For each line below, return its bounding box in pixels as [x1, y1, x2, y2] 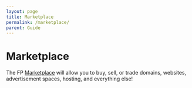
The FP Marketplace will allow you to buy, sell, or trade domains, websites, [6, 69, 187, 76]
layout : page [6, 8, 38, 15]
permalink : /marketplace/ [6, 19, 69, 25]
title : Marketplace [6, 14, 54, 20]
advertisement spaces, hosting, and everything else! [6, 75, 133, 82]
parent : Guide [6, 24, 41, 31]
